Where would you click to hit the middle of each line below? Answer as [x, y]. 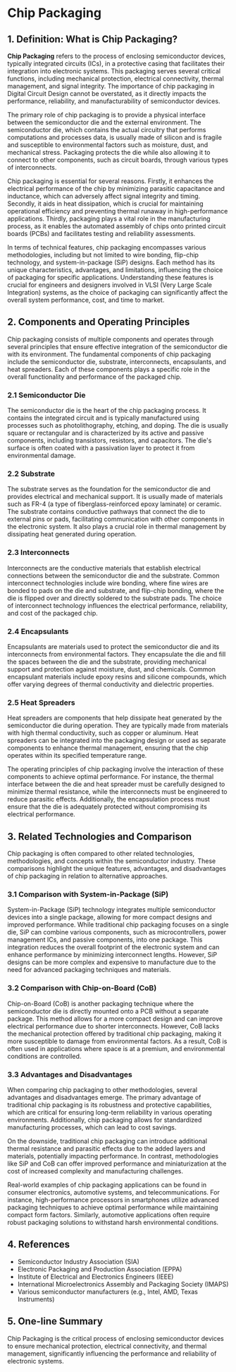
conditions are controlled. [44, 1056]
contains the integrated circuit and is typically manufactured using [103, 418]
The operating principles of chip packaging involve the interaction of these [116, 769]
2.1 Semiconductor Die [46, 395]
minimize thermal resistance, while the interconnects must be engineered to [117, 792]
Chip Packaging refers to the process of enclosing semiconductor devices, [117, 56]
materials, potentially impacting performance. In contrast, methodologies [113, 1156]
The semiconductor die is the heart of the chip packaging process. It [107, 411]
